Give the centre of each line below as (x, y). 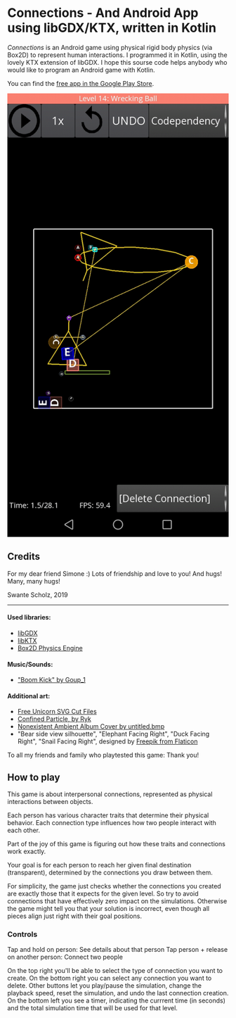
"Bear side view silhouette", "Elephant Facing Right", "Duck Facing (113, 734)
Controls (22, 934)
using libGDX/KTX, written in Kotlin (112, 28)
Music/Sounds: (30, 664)
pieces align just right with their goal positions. (75, 916)
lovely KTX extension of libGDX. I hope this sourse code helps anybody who (117, 62)
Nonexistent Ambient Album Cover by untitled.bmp (91, 727)
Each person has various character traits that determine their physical (108, 815)
